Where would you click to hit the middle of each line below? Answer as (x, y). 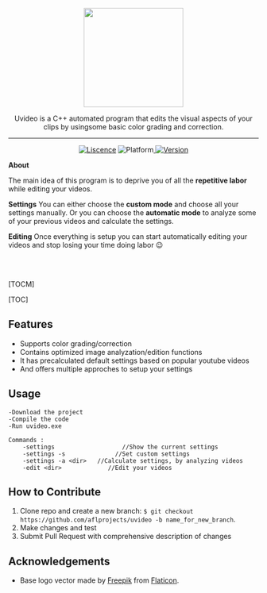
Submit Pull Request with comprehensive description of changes (126, 537)
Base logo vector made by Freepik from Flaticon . (99, 580)
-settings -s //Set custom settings (106, 454)
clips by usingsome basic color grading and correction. (133, 127)
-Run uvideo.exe (35, 426)
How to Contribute (55, 492)
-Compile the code (39, 419)
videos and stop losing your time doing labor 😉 (86, 245)
